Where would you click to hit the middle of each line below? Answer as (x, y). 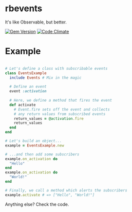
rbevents (24, 9)
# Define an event (28, 87)
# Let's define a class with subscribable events (57, 68)
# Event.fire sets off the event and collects (62, 109)
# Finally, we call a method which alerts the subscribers (66, 190)
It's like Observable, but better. (36, 22)
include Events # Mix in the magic (46, 78)
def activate (23, 105)
